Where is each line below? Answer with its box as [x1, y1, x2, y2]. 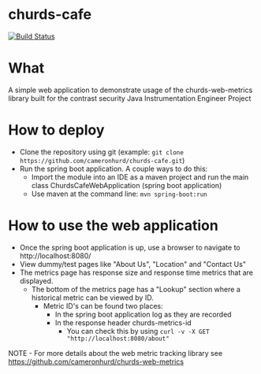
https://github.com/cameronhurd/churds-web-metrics [8, 357, 184, 366]
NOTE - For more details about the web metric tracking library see [8, 348, 223, 357]
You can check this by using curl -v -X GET [66, 326, 211, 335]
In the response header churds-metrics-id [54, 317, 192, 328]
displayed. [19, 276, 54, 285]
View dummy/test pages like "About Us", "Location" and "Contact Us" [19, 259, 247, 268]
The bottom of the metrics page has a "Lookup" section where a [31, 284, 240, 294]
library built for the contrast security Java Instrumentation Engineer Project [8, 93, 252, 103]
